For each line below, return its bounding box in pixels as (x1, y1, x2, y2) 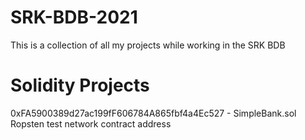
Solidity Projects (10, 74, 150, 97)
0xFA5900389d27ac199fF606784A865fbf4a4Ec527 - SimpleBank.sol (10, 107, 297, 119)
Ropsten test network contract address (10, 117, 172, 130)
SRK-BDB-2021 (10, 6, 138, 29)
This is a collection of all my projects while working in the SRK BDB (10, 39, 286, 51)
